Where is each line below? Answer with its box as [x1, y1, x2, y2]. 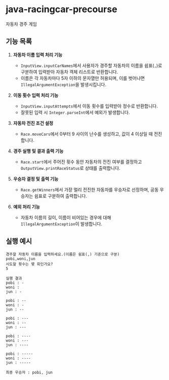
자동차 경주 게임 [6, 21, 37, 27]
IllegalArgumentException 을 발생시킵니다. [20, 81, 107, 87]
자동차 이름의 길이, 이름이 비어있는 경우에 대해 [20, 214, 111, 220]
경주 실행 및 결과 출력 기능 [13, 148, 64, 154]
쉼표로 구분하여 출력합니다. [34, 193, 88, 199]
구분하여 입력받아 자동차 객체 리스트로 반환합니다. [20, 68, 118, 74]
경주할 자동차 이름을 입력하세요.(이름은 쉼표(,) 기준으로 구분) [6, 252, 120, 257]
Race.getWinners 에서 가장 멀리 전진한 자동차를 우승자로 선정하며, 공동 [20, 186, 159, 193]
